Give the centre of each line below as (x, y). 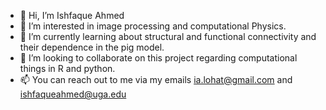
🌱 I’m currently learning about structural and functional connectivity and (168, 36)
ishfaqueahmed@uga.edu (73, 94)
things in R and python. (67, 68)
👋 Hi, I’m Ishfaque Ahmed (72, 15)
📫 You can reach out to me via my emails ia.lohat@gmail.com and (156, 79)
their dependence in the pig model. (92, 47)
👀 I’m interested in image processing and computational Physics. (153, 26)
